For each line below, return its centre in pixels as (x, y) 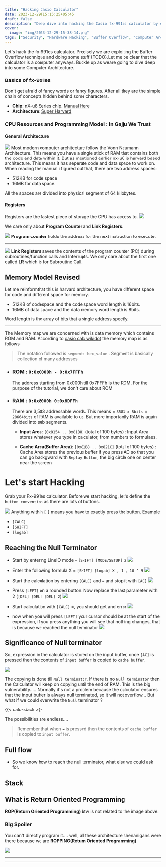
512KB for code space (35, 178)
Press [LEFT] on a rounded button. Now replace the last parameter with (85, 590)
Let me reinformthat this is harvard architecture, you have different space (80, 289)
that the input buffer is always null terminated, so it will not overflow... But (80, 695)
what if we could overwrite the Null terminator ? (54, 700)
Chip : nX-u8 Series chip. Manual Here (51, 106)
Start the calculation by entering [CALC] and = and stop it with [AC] (80, 581)
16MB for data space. (34, 184)
